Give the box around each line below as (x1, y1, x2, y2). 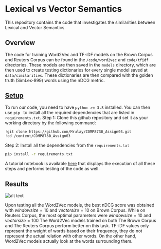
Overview (5, 39, 36, 47)
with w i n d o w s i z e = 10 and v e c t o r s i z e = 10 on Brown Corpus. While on (5, 207, 146, 213)
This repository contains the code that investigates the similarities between (5, 19, 156, 25)
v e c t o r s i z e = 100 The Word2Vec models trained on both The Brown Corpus (5, 217, 157, 223)
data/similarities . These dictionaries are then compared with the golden (5, 72, 153, 78)
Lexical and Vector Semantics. (5, 24, 66, 30)
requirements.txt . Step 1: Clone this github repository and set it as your (5, 115, 148, 120)
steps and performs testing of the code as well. (5, 166, 100, 172)
